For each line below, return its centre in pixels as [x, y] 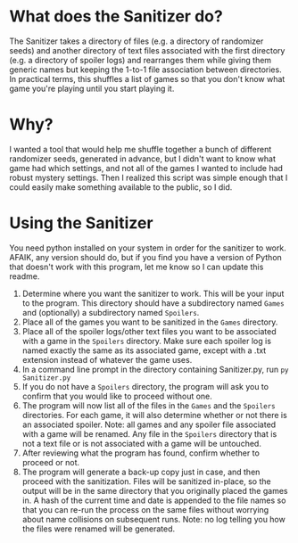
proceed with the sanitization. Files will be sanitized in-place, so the [146, 481]
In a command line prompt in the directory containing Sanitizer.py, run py [155, 369]
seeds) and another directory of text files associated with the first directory [147, 50]
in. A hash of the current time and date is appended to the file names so [154, 500]
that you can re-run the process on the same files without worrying [145, 509]
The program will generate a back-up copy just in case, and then [141, 472]
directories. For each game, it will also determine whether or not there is [154, 415]
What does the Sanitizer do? [116, 16]
